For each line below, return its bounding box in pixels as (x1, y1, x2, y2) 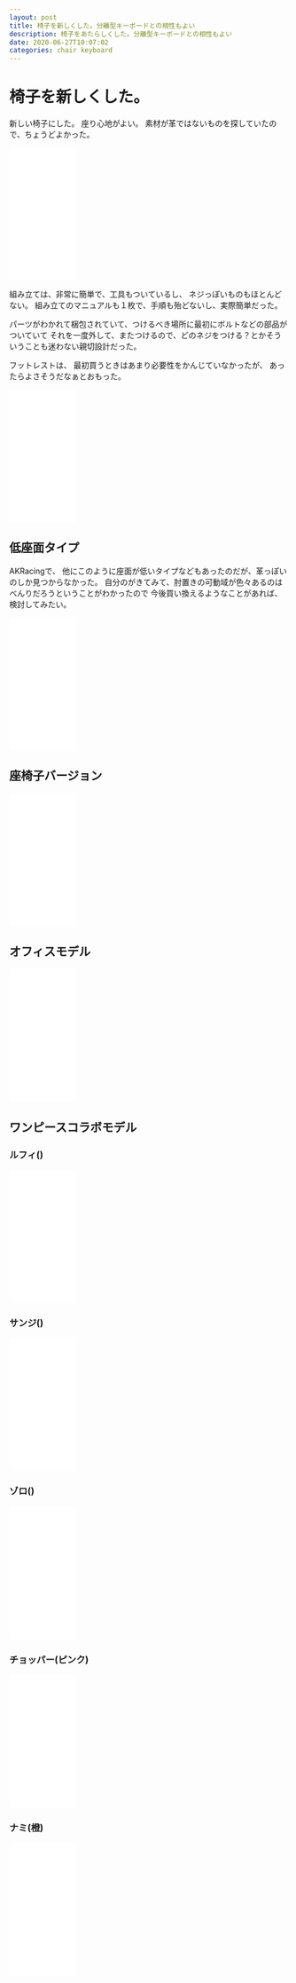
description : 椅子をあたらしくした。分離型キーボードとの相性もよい (9, 29, 233, 38)
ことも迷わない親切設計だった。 (24, 341, 142, 352)
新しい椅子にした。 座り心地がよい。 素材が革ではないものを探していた (9, 118, 269, 129)
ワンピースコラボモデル (9, 1119, 137, 1134)
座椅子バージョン (9, 769, 103, 784)
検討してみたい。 (9, 598, 72, 609)
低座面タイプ (9, 541, 80, 556)
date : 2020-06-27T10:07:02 (9, 37, 109, 47)
